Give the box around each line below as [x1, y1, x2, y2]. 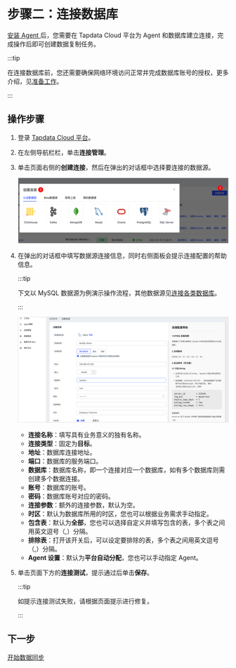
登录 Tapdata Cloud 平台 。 [17, 133, 95, 141]
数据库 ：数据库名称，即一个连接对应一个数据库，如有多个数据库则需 [27, 465, 225, 474]
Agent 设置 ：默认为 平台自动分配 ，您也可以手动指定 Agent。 [27, 553, 202, 562]
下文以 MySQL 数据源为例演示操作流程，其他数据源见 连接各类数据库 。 [17, 289, 221, 297]
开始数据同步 [7, 653, 44, 661]
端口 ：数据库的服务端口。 [27, 457, 103, 465]
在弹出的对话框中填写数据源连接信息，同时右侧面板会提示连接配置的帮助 [17, 251, 227, 260]
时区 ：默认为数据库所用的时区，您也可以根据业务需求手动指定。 [27, 509, 213, 518]
